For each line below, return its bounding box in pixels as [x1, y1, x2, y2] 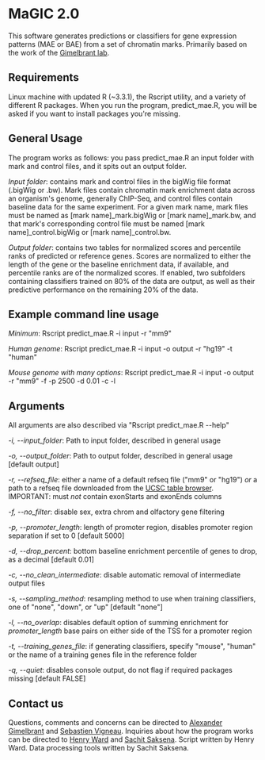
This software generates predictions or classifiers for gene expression [8, 31, 237, 40]
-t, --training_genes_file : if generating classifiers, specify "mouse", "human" [8, 642, 256, 651]
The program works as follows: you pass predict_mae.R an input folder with [8, 152, 255, 163]
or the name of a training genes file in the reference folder [8, 650, 198, 659]
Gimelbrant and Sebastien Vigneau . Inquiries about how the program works [8, 727, 254, 735]
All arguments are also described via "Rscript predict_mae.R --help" [8, 420, 229, 430]
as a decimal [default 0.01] [8, 555, 95, 564]
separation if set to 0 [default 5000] [8, 531, 125, 540]
